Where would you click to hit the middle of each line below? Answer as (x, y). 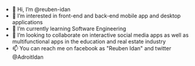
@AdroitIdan (28, 57)
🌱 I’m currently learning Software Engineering (69, 28)
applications (27, 22)
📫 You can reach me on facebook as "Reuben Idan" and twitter (91, 48)
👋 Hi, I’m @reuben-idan (41, 9)
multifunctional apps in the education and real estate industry (89, 41)
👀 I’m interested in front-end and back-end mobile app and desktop (96, 16)
